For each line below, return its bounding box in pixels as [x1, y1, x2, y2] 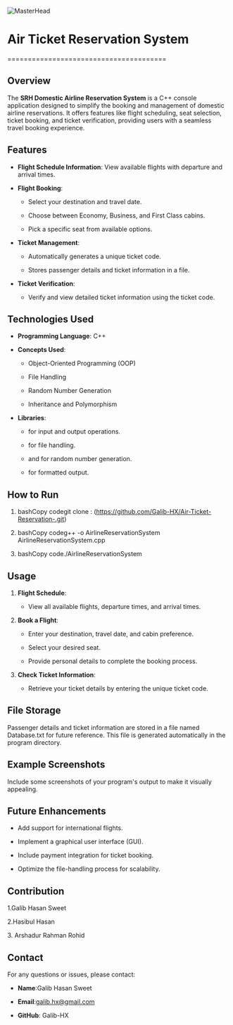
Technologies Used [7, 313, 94, 325]
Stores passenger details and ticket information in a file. [27, 265, 190, 274]
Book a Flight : [17, 616, 58, 624]
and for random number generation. [27, 455, 132, 463]
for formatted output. [27, 468, 89, 477]
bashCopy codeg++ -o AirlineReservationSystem [17, 529, 160, 537]
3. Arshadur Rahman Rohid [7, 931, 85, 940]
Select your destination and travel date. [27, 197, 142, 206]
